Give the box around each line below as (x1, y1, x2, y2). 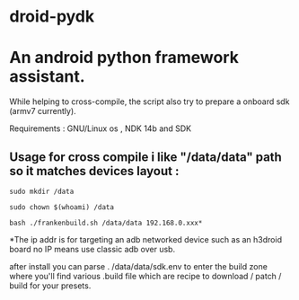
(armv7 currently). (9, 106, 76, 117)
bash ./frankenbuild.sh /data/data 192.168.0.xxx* (9, 218, 203, 227)
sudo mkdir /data (9, 187, 75, 196)
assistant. (9, 66, 85, 87)
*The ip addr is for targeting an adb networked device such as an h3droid (9, 234, 283, 244)
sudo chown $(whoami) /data (9, 202, 115, 212)
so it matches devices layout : (9, 163, 180, 179)
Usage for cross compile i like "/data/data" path (9, 149, 283, 164)
